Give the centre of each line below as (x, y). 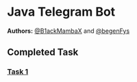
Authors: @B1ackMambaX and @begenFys (68, 31)
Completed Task (43, 52)
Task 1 (18, 72)
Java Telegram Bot (61, 12)
